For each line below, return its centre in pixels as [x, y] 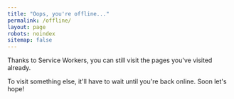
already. [19, 68]
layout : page [27, 27]
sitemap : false [30, 40]
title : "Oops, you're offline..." [59, 14]
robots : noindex [31, 34]
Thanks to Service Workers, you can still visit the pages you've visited [110, 60]
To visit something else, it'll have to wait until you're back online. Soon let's [117, 81]
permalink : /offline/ [39, 21]
